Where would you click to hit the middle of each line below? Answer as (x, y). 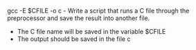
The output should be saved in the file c (74, 39)
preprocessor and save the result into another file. (79, 18)
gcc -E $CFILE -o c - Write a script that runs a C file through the (98, 11)
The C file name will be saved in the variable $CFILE (91, 32)
